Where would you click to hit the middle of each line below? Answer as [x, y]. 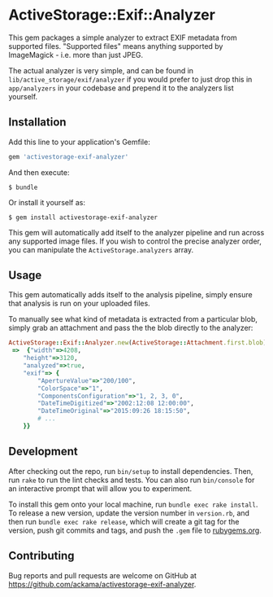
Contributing [41, 556]
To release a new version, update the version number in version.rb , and [129, 513]
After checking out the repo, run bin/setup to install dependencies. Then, [131, 471]
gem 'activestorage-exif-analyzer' [69, 156]
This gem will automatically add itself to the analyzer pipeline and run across [136, 232]
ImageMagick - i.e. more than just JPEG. [76, 55]
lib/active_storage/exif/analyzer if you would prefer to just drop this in [130, 79]
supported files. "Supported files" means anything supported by [116, 46]
